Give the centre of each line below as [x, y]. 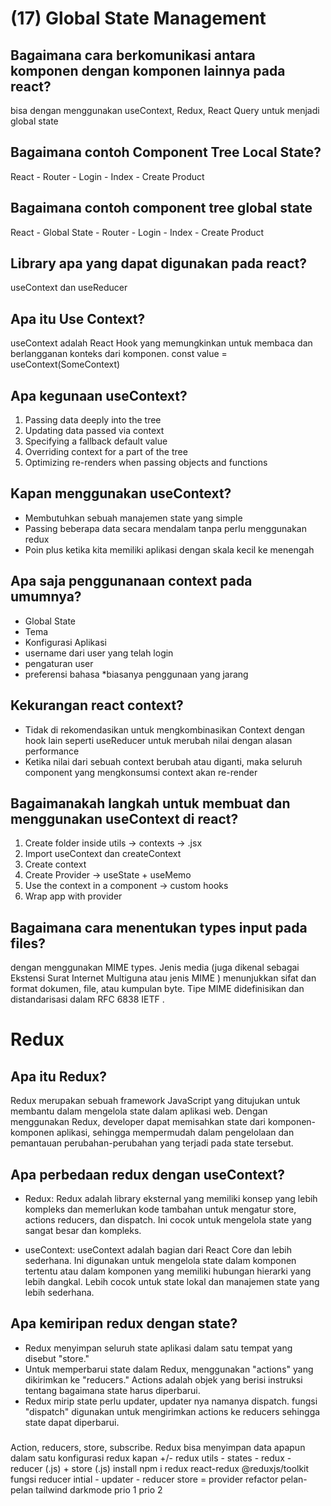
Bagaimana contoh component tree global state [161, 208]
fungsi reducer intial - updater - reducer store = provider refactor [144, 1479]
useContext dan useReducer [69, 288]
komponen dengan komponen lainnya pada [148, 70]
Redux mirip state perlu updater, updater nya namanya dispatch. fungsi [171, 1401]
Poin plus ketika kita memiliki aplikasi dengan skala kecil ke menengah [169, 549]
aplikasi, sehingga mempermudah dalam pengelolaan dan [175, 1133]
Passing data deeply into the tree [93, 420]
